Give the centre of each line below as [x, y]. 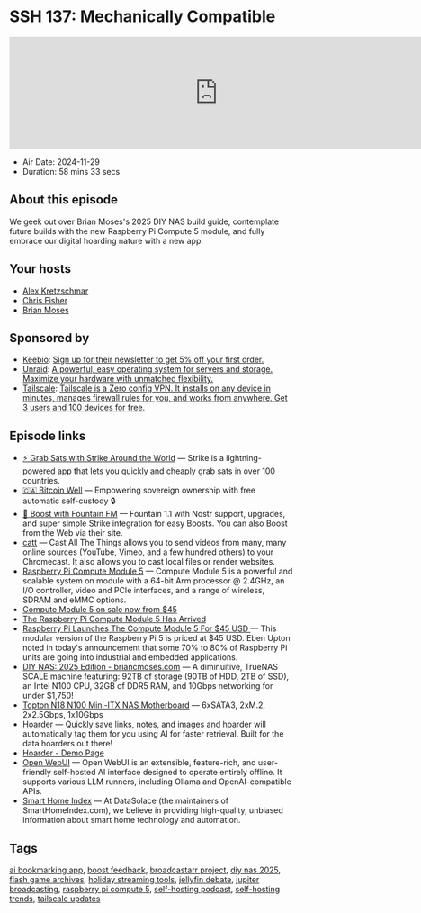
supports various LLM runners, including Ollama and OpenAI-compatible [157, 782]
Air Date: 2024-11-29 [61, 162]
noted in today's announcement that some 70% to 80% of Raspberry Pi [155, 648]
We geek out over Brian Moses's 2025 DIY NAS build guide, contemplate [144, 221]
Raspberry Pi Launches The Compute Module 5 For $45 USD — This [149, 628]
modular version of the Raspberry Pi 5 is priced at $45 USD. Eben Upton [156, 638]
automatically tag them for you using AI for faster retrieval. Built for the [153, 734]
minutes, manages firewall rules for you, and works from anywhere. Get [155, 398]
